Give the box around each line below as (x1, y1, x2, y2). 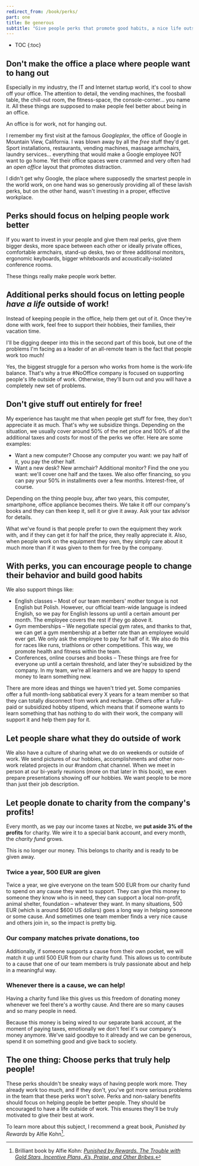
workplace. (6, 194, 34, 201)
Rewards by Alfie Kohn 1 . (6, 1129, 65, 1138)
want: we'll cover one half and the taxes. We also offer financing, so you (14, 470, 191, 477)
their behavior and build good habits (6, 570, 143, 580)
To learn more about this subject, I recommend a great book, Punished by (6, 1123, 186, 1130)
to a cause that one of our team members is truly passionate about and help (6, 960, 191, 967)
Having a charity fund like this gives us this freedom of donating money (6, 995, 181, 1002)
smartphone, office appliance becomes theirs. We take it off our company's (6, 501, 191, 508)
